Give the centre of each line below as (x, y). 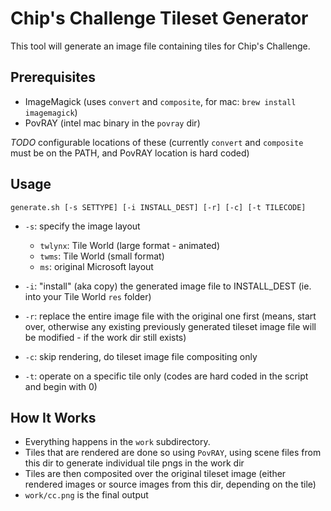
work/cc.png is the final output (86, 495)
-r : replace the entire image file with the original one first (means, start (170, 316)
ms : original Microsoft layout (96, 266)
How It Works (53, 417)
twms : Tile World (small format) (102, 256)
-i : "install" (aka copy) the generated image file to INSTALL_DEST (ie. (168, 286)
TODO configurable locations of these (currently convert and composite (157, 142)
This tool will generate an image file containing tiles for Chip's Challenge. (160, 46)
